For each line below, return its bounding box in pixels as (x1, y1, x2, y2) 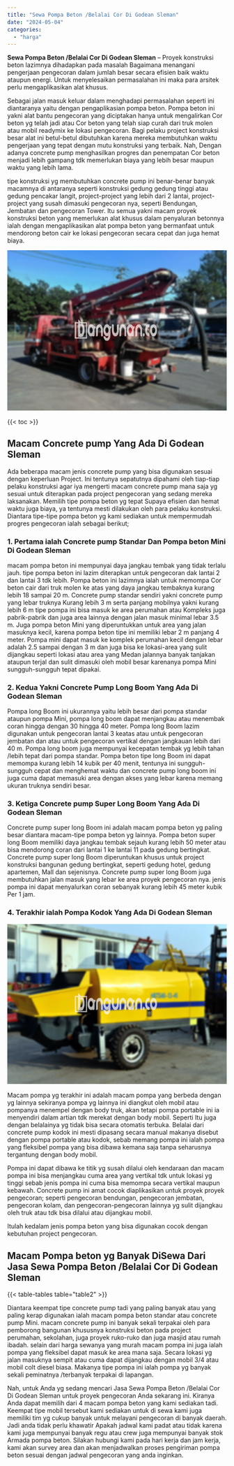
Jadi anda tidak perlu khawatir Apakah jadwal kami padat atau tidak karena (7, 1421, 223, 1430)
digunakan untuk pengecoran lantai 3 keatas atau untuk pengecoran (7, 730, 203, 738)
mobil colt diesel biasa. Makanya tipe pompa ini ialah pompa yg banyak (7, 1363, 212, 1372)
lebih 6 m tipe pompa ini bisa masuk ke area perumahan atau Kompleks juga (7, 605, 226, 614)
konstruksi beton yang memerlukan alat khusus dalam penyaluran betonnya (7, 214, 224, 223)
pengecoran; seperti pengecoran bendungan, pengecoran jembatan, (7, 1193, 205, 1202)
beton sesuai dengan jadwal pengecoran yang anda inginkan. (7, 1451, 184, 1460)
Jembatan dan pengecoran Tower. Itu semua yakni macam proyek (7, 207, 197, 215)
